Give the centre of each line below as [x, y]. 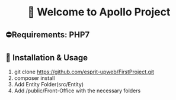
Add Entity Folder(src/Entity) [49, 85]
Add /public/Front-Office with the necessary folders [77, 91]
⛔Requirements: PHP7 [48, 35]
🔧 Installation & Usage [47, 58]
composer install [34, 78]
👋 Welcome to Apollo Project [99, 12]
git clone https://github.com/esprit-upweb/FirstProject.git [84, 72]
